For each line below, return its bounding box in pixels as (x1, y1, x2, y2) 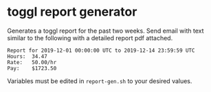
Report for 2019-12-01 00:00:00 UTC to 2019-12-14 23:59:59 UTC (7, 47, 195, 54)
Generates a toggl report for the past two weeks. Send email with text (7, 27, 204, 35)
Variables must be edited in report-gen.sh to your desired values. (7, 76, 192, 85)
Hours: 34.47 (7, 52, 48, 60)
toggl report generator (7, 4, 137, 20)
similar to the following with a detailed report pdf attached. (7, 33, 173, 42)
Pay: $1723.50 (7, 65, 57, 72)
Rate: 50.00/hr (7, 59, 57, 65)
